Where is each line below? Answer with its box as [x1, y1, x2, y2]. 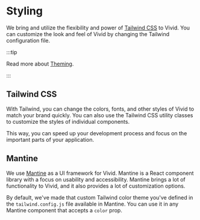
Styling [6, 4, 43, 18]
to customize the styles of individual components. [6, 118, 130, 125]
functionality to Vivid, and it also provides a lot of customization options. [6, 182, 186, 189]
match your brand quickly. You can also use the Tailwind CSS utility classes [6, 111, 193, 118]
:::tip [6, 48, 17, 55]
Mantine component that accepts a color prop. [6, 206, 122, 214]
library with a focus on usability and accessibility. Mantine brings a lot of [6, 176, 186, 183]
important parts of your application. [6, 136, 95, 143]
